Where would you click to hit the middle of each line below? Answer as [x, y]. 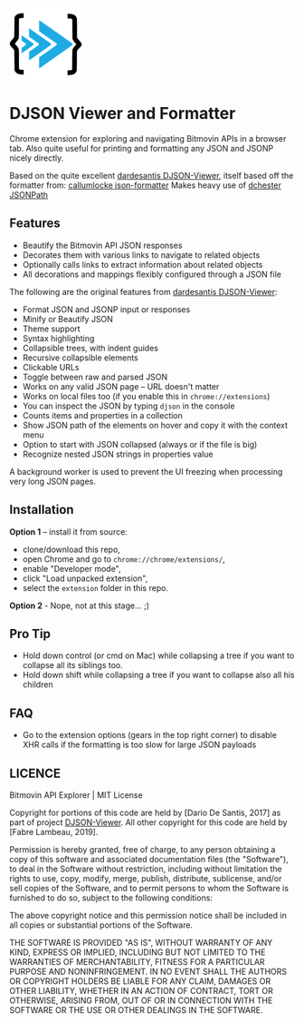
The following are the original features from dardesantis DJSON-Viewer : [143, 291]
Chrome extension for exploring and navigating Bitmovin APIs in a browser [148, 138]
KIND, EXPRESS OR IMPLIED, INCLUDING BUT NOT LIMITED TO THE [138, 952]
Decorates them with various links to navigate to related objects [141, 255]
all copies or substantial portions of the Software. [101, 925]
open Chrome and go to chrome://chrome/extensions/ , [124, 559]
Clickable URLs [51, 367]
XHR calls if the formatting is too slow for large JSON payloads [139, 745]
